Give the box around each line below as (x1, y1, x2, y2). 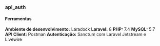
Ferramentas (5, 16, 32, 22)
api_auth (5, 4, 26, 11)
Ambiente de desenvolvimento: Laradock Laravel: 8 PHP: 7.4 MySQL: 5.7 (5, 26, 155, 32)
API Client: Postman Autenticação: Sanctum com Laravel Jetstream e (5, 32, 146, 37)
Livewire (5, 36, 22, 42)
